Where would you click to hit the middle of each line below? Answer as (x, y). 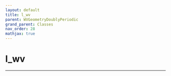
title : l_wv (18, 15)
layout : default (22, 10)
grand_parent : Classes (29, 24)
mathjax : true (20, 34)
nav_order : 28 (20, 29)
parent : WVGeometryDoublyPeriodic (42, 19)
